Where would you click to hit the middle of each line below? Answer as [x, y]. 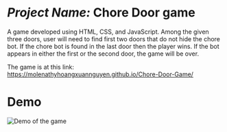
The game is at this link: [40, 67]
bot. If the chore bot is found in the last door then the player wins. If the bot [113, 46]
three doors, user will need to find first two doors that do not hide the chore [114, 38]
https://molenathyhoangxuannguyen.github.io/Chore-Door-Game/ [100, 74]
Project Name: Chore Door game [101, 13]
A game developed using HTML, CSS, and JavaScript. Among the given [108, 32]
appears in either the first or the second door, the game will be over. [103, 54]
